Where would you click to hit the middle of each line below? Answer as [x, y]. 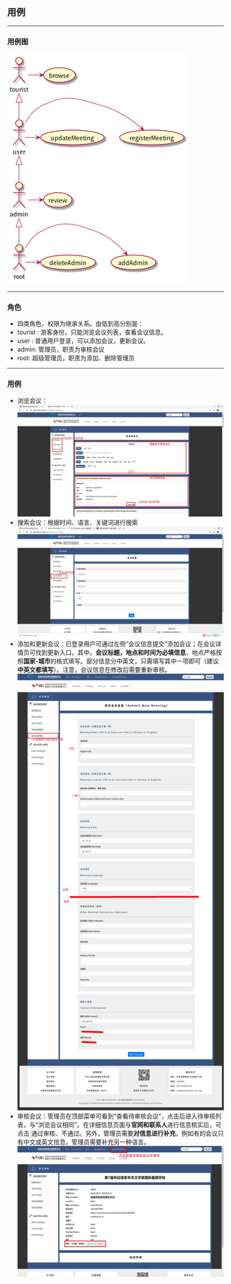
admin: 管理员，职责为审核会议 [61, 349]
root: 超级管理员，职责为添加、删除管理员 [76, 358]
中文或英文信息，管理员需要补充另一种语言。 [86, 1142]
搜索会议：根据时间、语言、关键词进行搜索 [77, 522]
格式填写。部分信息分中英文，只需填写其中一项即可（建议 [137, 661]
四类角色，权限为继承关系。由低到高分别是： [80, 324]
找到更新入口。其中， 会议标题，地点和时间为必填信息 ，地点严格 [126, 652]
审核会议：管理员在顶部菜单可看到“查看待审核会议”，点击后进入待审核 [116, 1116]
